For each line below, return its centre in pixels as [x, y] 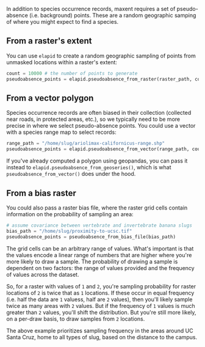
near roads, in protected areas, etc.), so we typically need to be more [93, 119]
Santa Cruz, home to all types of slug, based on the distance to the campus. [102, 337]
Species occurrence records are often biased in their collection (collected [99, 113]
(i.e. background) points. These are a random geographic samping [113, 15]
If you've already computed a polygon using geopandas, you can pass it [97, 161]
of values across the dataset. [43, 274]
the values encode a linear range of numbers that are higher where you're [99, 255]
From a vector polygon [50, 98]
